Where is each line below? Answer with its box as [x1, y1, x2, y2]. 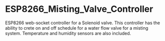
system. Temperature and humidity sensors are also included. [5, 30, 131, 36]
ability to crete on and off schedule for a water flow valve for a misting [5, 25, 149, 31]
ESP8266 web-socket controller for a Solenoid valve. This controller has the [5, 20, 160, 26]
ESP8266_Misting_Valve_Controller [5, 3, 154, 15]
